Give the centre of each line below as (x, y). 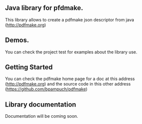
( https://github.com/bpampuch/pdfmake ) (46, 89)
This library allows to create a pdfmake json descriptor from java (70, 19)
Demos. (17, 40)
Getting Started (29, 67)
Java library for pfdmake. (44, 8)
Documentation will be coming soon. (42, 116)
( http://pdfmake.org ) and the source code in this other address (68, 84)
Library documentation (41, 104)
